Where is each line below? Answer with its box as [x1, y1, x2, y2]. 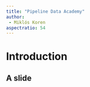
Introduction [6, 50, 68, 63]
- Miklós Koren [8, 19, 46, 25]
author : [6, 14, 25, 20]
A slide [6, 73, 32, 83]
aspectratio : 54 [6, 25, 46, 31]
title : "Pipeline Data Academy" [6, 8, 85, 15]
